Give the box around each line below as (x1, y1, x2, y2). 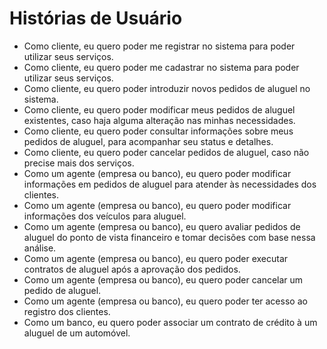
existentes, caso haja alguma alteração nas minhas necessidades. (23, 114, 296, 126)
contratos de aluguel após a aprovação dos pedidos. (23, 263, 241, 275)
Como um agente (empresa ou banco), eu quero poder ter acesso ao (23, 295, 308, 307)
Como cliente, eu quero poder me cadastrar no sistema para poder (23, 61, 300, 73)
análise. (23, 242, 57, 254)
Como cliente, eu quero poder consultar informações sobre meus (23, 125, 294, 137)
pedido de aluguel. (23, 284, 102, 296)
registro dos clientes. (23, 305, 111, 317)
